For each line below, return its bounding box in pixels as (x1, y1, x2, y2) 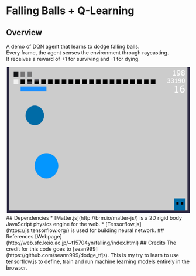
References (6, 233, 34, 240)
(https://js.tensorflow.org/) (6, 227, 70, 234)
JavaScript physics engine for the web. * (6, 221, 104, 227)
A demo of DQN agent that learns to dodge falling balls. (6, 43, 140, 50)
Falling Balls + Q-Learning (6, 4, 135, 18)
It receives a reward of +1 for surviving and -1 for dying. (6, 56, 140, 62)
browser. (6, 264, 27, 271)
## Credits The (140, 239, 177, 246)
